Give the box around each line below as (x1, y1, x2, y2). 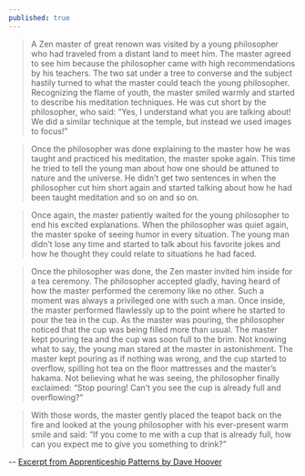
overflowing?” (30, 391, 84, 402)
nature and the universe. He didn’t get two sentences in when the (30, 172, 277, 183)
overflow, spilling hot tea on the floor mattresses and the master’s (30, 362, 277, 374)
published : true (8, 13, 70, 23)
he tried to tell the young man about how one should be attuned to (30, 162, 280, 173)
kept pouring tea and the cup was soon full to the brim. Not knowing (30, 334, 287, 345)
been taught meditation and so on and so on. (30, 191, 199, 202)
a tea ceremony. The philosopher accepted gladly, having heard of (30, 275, 281, 286)
